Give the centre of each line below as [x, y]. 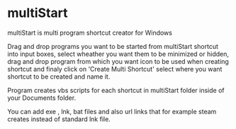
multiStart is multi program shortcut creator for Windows [90, 33]
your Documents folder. [42, 98]
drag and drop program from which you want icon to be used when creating [118, 61]
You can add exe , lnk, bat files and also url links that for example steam [112, 111]
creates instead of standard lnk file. [59, 119]
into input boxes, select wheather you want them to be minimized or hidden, [118, 54]
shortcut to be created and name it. [59, 77]
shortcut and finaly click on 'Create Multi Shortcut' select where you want [115, 69]
